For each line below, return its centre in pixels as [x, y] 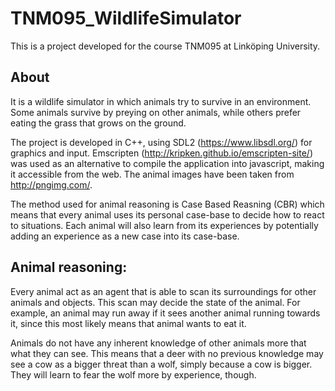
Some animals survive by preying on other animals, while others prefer [156, 112]
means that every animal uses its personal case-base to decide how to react [167, 214]
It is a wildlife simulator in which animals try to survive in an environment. [161, 101]
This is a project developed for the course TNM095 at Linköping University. [165, 46]
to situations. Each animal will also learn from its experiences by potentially [164, 225]
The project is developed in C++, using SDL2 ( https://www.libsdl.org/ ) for [161, 142]
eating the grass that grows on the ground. [98, 123]
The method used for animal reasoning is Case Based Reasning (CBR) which [167, 204]
